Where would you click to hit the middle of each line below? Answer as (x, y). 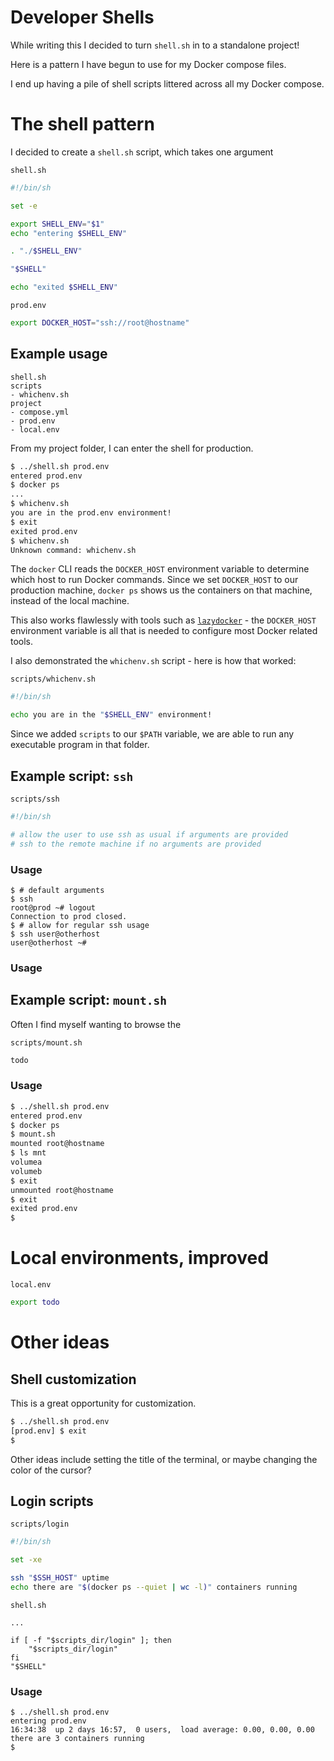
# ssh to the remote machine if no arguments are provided (136, 844)
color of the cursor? (51, 1470)
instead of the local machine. (70, 601)
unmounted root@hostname (62, 1190)
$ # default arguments (57, 890)
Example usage (59, 354)
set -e (24, 206)
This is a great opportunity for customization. (103, 1403)
